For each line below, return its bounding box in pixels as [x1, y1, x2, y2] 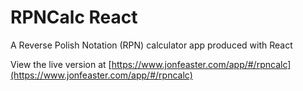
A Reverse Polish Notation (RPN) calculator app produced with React [10, 39, 293, 51]
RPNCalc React [10, 6, 138, 29]
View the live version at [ [10, 58, 112, 70]
